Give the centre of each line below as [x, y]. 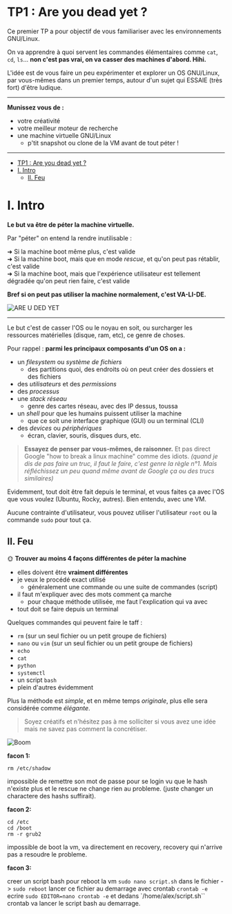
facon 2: [19, 809]
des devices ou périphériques [59, 428]
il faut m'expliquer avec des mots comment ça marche [94, 594]
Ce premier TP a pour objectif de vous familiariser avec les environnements [115, 31]
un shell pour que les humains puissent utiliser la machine [99, 413]
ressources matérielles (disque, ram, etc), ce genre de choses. [96, 335]
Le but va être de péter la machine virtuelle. [71, 224]
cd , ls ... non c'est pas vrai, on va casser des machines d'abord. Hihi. [107, 59]
